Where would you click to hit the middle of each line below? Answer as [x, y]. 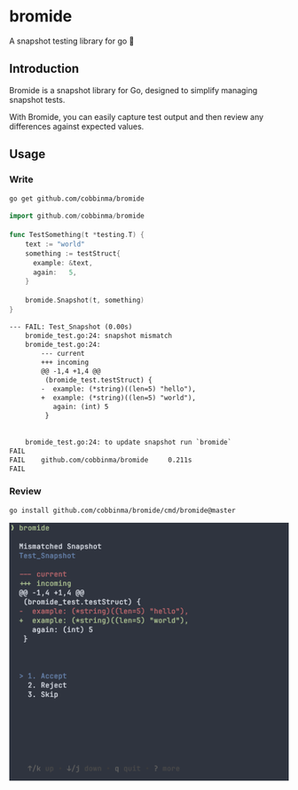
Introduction [44, 69]
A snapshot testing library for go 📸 [72, 41]
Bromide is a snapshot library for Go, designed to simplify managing [133, 90]
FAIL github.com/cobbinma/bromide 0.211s [101, 460]
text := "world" [55, 244]
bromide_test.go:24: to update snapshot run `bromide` [129, 442]
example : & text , [63, 263]
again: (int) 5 [81, 407]
